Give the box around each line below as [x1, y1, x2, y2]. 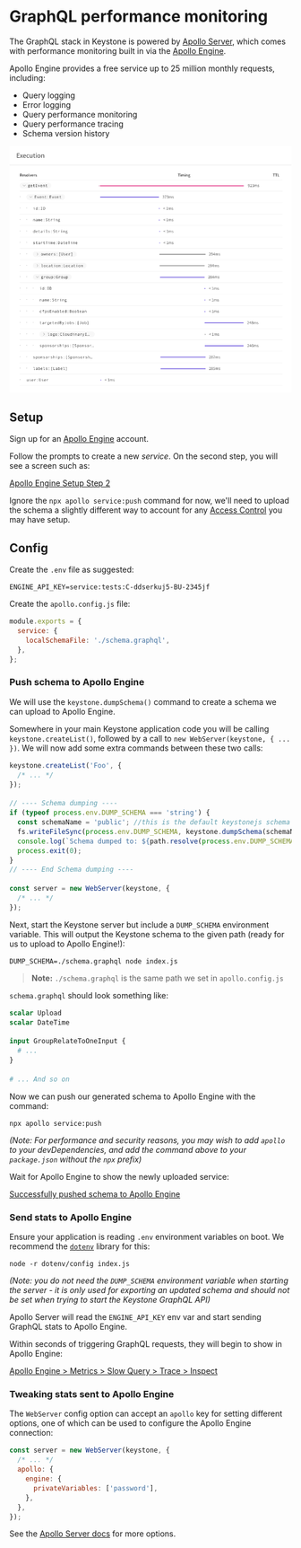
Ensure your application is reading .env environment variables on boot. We [9, 1232, 285, 1243]
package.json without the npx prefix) [9, 1154, 142, 1165]
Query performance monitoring [21, 109, 138, 119]
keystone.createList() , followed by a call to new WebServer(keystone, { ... [9, 733, 291, 743]
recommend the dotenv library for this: [9, 1241, 150, 1252]
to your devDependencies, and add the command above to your [9, 1144, 246, 1155]
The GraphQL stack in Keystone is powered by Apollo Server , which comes [9, 36, 287, 47]
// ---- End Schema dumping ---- [9, 865, 134, 875]
